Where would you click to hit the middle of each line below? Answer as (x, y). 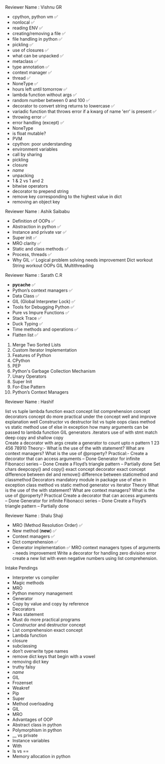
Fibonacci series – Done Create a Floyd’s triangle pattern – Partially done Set (83, 464)
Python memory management (42, 593)
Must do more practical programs (46, 619)
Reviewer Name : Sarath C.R (34, 275)
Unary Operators (29, 376)
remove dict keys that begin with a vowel (54, 656)
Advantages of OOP (33, 719)
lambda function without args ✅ (45, 95)
